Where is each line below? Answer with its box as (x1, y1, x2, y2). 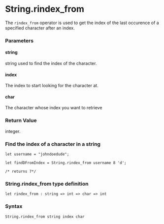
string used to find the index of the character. (5, 61, 97, 66)
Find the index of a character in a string (5, 140, 101, 147)
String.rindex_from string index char (5, 214, 85, 219)
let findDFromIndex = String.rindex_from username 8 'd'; (5, 160, 127, 165)
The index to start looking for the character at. (5, 83, 98, 89)
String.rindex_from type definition (5, 180, 89, 187)
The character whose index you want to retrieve (5, 105, 102, 111)
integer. (5, 128, 21, 134)
